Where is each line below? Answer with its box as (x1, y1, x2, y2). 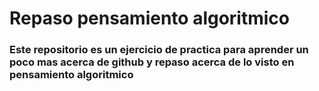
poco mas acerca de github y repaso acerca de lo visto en (9, 55, 295, 69)
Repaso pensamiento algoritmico (9, 7, 290, 30)
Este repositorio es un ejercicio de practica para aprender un (9, 43, 309, 57)
